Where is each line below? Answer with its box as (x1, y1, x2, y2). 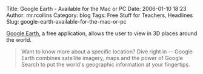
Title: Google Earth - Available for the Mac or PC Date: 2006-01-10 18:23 (6, 5, 187, 12)
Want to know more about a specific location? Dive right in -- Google (21, 48, 193, 55)
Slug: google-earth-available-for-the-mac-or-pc (6, 18, 127, 25)
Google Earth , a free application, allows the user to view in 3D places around (6, 30, 198, 37)
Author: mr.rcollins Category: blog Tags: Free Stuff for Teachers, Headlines (6, 12, 193, 19)
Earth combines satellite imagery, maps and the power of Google (21, 55, 184, 61)
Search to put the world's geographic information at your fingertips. (21, 61, 190, 68)
